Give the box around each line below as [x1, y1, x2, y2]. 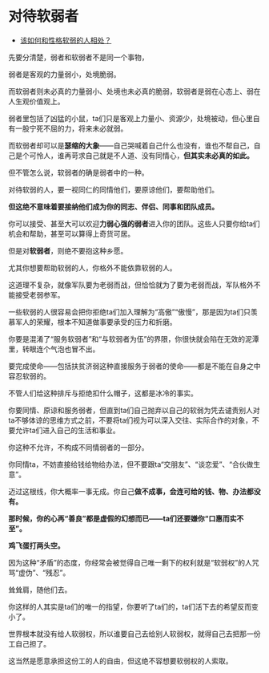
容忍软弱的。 [8, 371, 50, 381]
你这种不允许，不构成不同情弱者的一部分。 [8, 442, 149, 452]
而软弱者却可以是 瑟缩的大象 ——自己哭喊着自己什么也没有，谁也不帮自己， [8, 140, 254, 150]
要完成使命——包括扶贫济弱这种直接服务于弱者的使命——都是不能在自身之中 [8, 361, 261, 371]
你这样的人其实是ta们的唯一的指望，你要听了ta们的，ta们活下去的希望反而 [8, 602, 252, 611]
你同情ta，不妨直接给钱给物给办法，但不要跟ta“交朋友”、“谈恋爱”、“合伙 [8, 459, 247, 469]
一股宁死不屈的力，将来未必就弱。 [14, 124, 128, 133]
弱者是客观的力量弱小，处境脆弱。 [8, 69, 121, 79]
